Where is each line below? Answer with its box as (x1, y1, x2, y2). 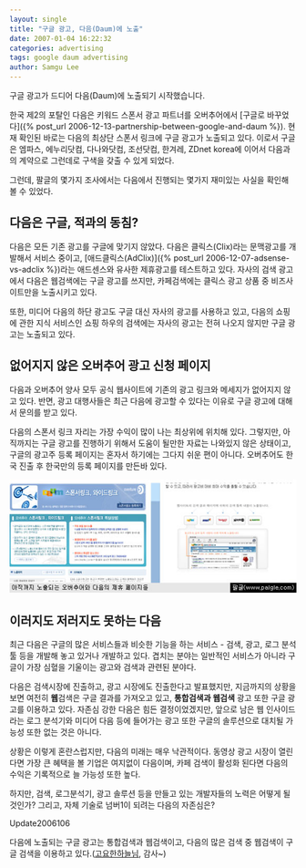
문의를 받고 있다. (18, 407, 77, 418)
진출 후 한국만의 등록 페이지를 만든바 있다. (18, 460, 168, 471)
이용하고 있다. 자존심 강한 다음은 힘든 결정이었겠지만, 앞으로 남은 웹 (25, 704, 264, 715)
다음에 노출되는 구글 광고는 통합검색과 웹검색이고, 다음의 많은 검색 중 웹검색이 (9, 837, 284, 848)
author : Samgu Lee (9, 63, 79, 72)
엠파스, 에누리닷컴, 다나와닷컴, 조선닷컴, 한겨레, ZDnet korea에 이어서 (18, 144, 267, 154)
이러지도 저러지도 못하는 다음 (9, 613, 162, 628)
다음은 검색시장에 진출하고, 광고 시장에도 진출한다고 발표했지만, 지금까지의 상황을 (9, 681, 297, 692)
